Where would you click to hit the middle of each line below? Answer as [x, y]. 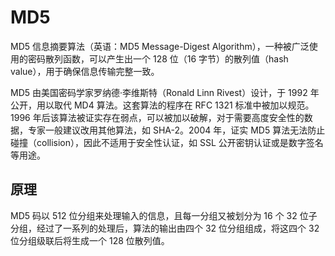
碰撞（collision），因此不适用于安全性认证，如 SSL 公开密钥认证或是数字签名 [167, 142]
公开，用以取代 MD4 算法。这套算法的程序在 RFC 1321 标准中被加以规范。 [162, 105]
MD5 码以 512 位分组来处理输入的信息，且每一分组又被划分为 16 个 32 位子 [164, 215]
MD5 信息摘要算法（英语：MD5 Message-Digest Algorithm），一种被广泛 [160, 46]
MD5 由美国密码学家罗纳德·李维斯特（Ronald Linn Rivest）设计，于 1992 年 [165, 92]
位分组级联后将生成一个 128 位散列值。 [90, 240]
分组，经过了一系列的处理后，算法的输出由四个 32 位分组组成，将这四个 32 [165, 228]
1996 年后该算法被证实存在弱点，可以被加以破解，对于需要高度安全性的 [157, 117]
